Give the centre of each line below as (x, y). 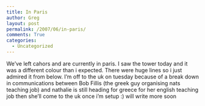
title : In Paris (27, 12)
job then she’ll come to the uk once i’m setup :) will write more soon (91, 96)
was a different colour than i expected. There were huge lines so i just (94, 70)
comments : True (26, 35)
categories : (21, 40)
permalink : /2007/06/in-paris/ (46, 29)
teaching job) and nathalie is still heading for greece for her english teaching (102, 89)
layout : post (23, 23)
